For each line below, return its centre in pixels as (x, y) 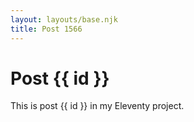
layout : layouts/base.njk (64, 19)
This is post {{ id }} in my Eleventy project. (97, 106)
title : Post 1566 (46, 29)
